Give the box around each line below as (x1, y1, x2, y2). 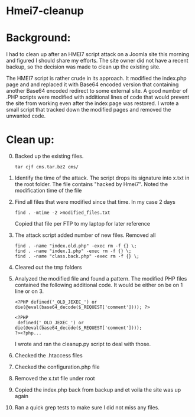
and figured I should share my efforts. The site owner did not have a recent (6, 57, 188, 64)
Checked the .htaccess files (14, 352, 83, 359)
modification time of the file (14, 187, 82, 194)
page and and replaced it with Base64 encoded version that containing (6, 81, 179, 88)
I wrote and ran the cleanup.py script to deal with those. (14, 341, 151, 348)
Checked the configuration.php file (14, 363, 100, 370)
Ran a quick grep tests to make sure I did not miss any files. (14, 404, 160, 411)
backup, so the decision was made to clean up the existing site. (6, 63, 161, 70)
